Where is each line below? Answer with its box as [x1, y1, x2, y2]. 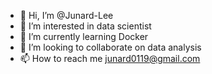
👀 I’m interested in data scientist [19, 20, 152, 32]
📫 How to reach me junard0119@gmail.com [19, 53, 201, 64]
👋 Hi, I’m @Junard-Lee [19, 10, 114, 21]
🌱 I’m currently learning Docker [19, 31, 149, 42]
